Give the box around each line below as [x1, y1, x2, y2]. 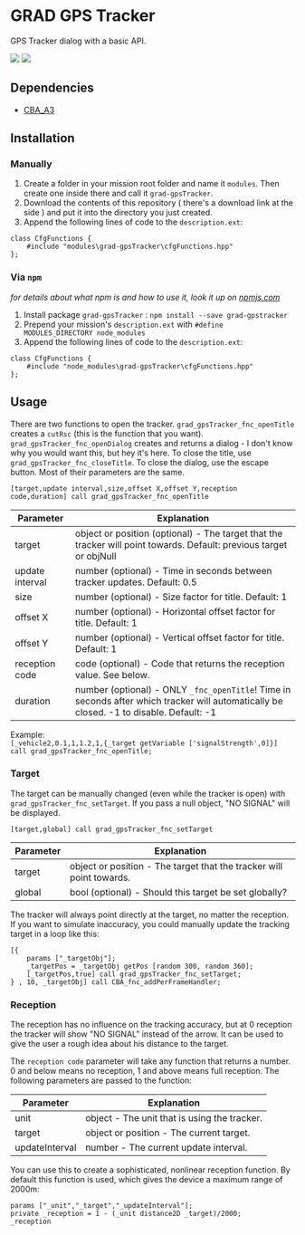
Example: [10, 729, 45, 740]
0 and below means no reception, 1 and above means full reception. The [10, 1066, 280, 1077]
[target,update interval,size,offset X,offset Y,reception [10, 483, 238, 493]
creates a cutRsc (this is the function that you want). [10, 427, 205, 439]
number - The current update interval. [85, 1142, 248, 1154]
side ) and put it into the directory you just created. [23, 207, 214, 218]
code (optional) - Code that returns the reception [74, 657, 285, 670]
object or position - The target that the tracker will [69, 859, 283, 872]
